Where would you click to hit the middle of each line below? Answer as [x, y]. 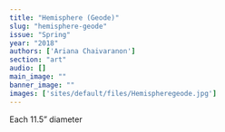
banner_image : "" [42, 85]
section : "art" [38, 60]
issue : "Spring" [40, 34]
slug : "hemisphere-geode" [58, 26]
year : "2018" [34, 43]
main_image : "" [38, 77]
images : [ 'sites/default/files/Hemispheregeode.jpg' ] [113, 93]
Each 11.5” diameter [46, 119]
